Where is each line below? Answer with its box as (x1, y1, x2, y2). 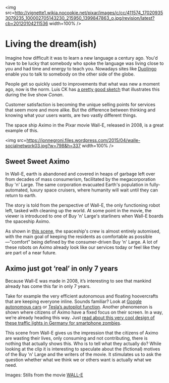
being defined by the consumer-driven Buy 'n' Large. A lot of (31, 239, 158, 245)
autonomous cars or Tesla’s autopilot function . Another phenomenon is (5, 303, 153, 310)
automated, (5, 187, 29, 193)
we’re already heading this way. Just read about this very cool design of (5, 314, 155, 321)
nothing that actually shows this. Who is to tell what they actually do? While (5, 340, 161, 347)
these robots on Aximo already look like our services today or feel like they (5, 244, 160, 250)
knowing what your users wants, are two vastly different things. (5, 112, 137, 118)
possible (134, 233, 152, 240)
